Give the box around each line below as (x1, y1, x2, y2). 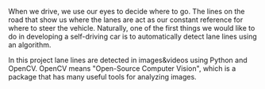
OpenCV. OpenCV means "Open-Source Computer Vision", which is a (8, 64, 236, 73)
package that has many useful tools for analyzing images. (8, 72, 197, 81)
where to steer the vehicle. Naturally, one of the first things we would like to (8, 24, 255, 32)
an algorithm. (8, 40, 52, 50)
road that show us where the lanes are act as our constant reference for (8, 15, 244, 24)
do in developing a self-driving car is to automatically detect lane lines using (8, 32, 258, 41)
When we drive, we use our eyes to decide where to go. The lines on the (8, 7, 245, 16)
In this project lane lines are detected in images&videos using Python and (8, 55, 248, 65)
